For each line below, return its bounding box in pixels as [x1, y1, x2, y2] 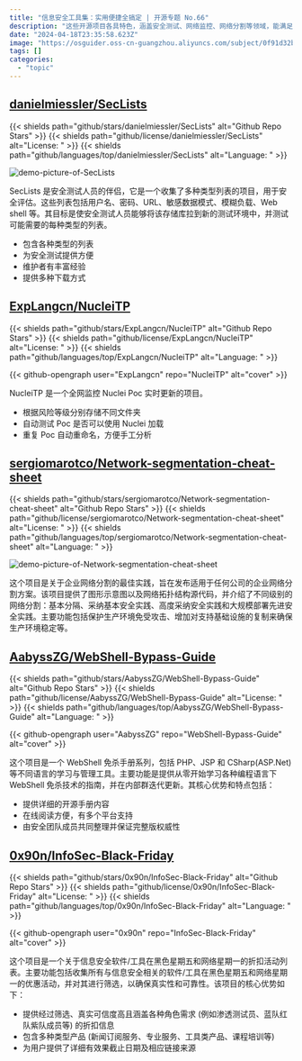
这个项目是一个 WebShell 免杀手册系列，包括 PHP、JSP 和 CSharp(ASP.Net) [9, 757, 292, 768]
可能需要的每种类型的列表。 [9, 219, 112, 230]
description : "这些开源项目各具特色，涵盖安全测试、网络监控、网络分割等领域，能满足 [9, 22, 294, 31]
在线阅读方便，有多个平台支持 [22, 810, 133, 821]
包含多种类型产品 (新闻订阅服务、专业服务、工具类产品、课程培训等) [22, 1030, 275, 1041]
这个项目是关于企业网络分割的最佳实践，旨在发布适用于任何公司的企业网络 [9, 577, 285, 588]
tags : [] [9, 47, 42, 56]
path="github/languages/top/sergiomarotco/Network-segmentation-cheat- [9, 532, 288, 543]
